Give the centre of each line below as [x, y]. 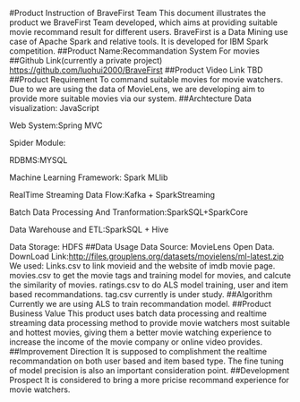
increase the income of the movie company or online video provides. [136, 342]
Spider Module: [38, 143]
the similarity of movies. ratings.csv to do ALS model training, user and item [149, 285]
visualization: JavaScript [55, 108]
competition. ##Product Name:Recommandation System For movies [134, 51]
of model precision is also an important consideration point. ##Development [150, 370]
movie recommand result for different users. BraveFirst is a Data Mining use [149, 32]
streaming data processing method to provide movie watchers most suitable [150, 323]
